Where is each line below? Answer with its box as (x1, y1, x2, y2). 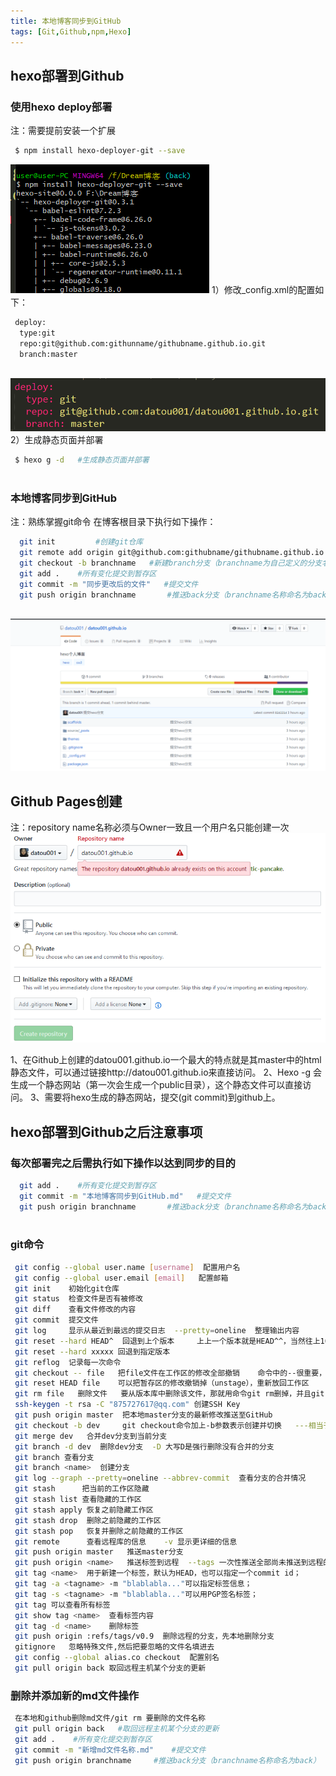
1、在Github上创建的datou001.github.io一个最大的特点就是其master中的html (10, 1054, 322, 1066)
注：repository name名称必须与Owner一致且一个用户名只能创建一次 (10, 821, 290, 834)
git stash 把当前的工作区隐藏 (14, 1484, 150, 1494)
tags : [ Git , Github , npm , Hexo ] (10, 26, 132, 37)
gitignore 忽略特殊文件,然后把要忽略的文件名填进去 (14, 1642, 215, 1652)
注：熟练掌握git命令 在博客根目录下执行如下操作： (10, 516, 217, 528)
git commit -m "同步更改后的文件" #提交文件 (19, 579, 199, 589)
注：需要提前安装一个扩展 (10, 125, 116, 137)
